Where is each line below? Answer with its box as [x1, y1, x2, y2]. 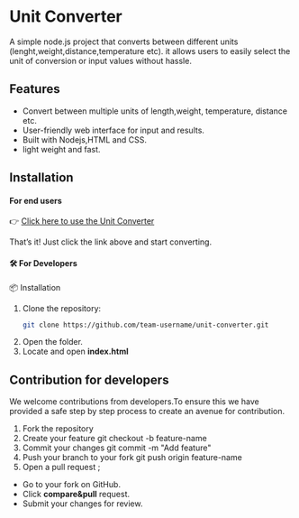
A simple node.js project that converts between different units [9, 36, 239, 47]
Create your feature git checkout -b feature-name [22, 433, 207, 444]
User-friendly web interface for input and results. [22, 125, 205, 135]
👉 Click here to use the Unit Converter [9, 216, 155, 227]
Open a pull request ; [22, 462, 101, 473]
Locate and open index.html [22, 346, 129, 357]
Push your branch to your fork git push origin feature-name [22, 452, 243, 463]
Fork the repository [22, 423, 95, 434]
